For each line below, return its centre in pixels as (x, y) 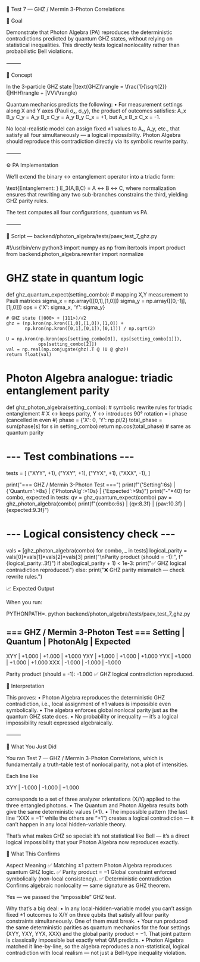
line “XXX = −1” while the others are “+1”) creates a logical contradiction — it (100, 818)
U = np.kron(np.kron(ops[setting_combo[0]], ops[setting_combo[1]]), (94, 339)
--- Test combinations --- (70, 457)
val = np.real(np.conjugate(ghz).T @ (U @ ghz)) (68, 349)
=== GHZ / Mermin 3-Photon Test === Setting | (96, 633)
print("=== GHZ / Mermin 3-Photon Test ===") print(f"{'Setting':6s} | (91, 485)
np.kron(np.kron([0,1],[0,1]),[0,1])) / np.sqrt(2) (90, 328)
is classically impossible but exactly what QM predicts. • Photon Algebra (95, 940)
